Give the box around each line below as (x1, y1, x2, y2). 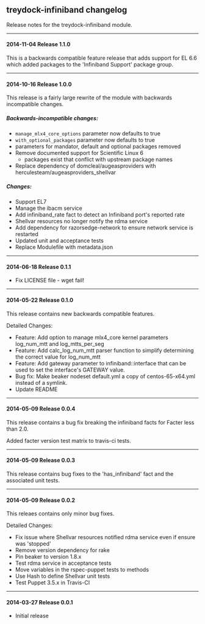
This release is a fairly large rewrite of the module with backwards (6, 94, 173, 101)
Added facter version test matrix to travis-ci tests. (6, 437, 131, 444)
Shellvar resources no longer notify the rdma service (15, 218, 148, 225)
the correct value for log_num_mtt (15, 353, 101, 360)
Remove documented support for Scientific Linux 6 (15, 149, 143, 157)
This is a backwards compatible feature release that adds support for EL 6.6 (6, 54, 197, 62)
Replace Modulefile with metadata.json (15, 243, 113, 251)
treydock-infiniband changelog (6, 5, 128, 15)
